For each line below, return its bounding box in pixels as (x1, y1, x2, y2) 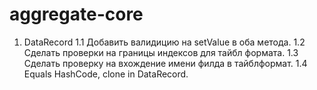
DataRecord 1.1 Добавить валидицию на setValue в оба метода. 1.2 (23, 36, 306, 48)
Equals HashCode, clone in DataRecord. (23, 68, 189, 80)
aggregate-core (9, 3, 144, 26)
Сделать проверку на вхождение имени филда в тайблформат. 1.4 (23, 57, 308, 69)
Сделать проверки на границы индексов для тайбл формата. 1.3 (23, 46, 299, 58)
